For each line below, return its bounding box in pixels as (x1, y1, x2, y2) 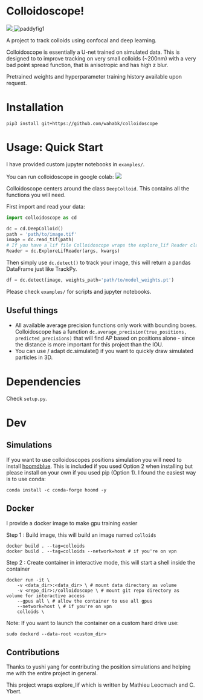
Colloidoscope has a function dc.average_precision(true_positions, (14, 328, 187, 335)
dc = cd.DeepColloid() (6, 225, 63, 232)
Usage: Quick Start (6, 141, 104, 155)
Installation (6, 101, 64, 114)
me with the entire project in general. (6, 670, 98, 677)
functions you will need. (6, 191, 66, 198)
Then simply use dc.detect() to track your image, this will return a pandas (6, 259, 192, 267)
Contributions (6, 647, 60, 657)
